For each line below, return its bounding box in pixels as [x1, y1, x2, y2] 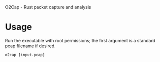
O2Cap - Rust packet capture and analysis [5, 4, 91, 10]
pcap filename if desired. [5, 43, 56, 49]
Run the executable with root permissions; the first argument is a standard [5, 37, 156, 43]
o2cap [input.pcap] [5, 52, 45, 57]
